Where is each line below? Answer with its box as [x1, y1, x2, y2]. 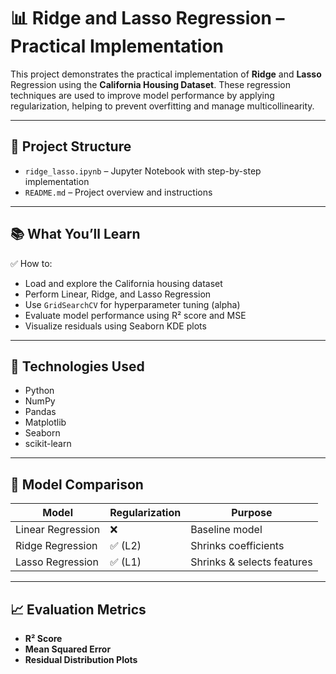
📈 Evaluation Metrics [10, 601, 147, 618]
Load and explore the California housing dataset [24, 277, 223, 289]
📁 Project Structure [10, 138, 132, 155]
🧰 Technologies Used [10, 358, 145, 375]
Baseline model [190, 523, 263, 537]
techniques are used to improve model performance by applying [10, 89, 275, 101]
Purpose [231, 506, 273, 520]
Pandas [24, 406, 57, 418]
